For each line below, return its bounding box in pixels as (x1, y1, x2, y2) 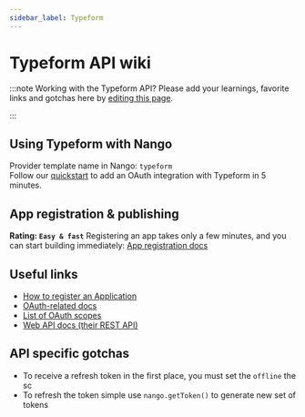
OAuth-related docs (22, 300, 97, 310)
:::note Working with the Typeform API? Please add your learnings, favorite (9, 83, 290, 94)
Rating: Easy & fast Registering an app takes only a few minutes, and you (9, 230, 287, 241)
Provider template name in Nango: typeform (9, 160, 173, 171)
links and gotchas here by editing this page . (9, 92, 174, 103)
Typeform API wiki (9, 52, 152, 73)
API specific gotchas (9, 346, 130, 361)
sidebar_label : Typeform (9, 13, 104, 23)
